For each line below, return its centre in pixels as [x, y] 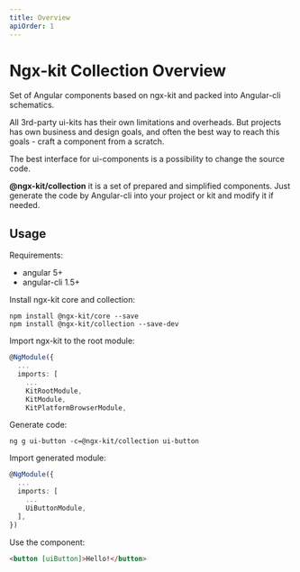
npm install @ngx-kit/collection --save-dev [94, 324]
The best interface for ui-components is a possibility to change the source [147, 159]
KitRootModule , [54, 391]
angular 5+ [42, 273]
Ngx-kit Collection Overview [118, 71]
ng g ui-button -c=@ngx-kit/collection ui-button [105, 441]
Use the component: [47, 542]
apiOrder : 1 [32, 26]
